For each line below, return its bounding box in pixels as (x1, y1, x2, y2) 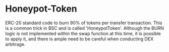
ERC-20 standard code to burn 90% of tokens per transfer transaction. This (5, 20, 162, 26)
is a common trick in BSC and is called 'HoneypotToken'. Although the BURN (5, 25, 164, 31)
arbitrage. (5, 41, 26, 47)
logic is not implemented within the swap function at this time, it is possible (5, 30, 161, 36)
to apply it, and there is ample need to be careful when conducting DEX (5, 36, 154, 42)
